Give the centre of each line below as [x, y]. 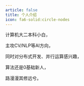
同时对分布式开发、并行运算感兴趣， [44, 56]
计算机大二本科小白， [28, 35]
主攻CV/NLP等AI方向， [29, 46]
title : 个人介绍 [21, 15]
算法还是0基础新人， [27, 68]
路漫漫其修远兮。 [23, 78]
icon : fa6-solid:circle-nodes [38, 19]
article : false [22, 10]
